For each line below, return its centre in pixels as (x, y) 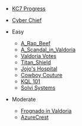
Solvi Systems (38, 88)
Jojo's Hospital (39, 69)
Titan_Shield (36, 62)
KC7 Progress (29, 9)
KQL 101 (30, 81)
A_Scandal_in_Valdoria (48, 50)
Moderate (24, 99)
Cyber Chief (27, 20)
